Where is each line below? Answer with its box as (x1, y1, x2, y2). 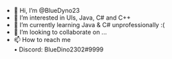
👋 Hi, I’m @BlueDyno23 (13, 7, 80, 14)
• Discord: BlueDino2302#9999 (13, 45, 104, 54)
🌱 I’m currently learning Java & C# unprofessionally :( (13, 21, 165, 28)
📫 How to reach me (13, 36, 71, 43)
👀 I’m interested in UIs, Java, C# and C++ (13, 14, 131, 22)
